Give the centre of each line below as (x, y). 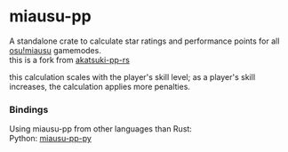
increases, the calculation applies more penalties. (100, 86)
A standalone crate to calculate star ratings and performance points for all (144, 41)
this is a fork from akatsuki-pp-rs (70, 60)
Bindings (29, 109)
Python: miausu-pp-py (50, 139)
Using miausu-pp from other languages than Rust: (101, 129)
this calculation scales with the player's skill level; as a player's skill (132, 76)
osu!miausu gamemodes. (56, 50)
